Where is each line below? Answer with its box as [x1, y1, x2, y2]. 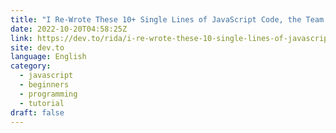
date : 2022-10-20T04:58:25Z [10, 24, 128, 34]
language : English [10, 52, 87, 62]
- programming [19, 89, 78, 99]
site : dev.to [10, 42, 65, 53]
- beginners [19, 80, 70, 90]
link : [10, 33, 33, 43]
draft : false [10, 107, 65, 118]
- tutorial [19, 98, 65, 108]
